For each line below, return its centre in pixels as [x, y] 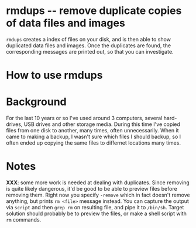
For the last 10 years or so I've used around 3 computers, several [84, 118]
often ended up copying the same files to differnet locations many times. [94, 143]
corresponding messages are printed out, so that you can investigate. [90, 51]
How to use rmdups [54, 76]
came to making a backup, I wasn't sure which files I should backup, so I [94, 137]
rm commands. [24, 220]
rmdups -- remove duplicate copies [94, 11]
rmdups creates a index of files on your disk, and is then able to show [89, 39]
